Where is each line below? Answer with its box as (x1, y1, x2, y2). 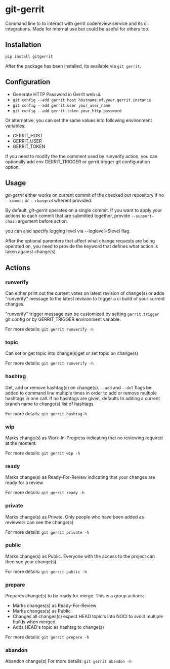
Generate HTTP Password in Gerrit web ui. (12, 91, 102, 97)
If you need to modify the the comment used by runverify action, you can (5, 153, 158, 159)
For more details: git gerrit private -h (5, 529, 90, 535)
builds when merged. (12, 619, 57, 625)
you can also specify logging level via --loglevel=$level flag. (5, 228, 131, 234)
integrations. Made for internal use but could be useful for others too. (5, 25, 150, 32)
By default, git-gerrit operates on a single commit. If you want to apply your (5, 207, 162, 214)
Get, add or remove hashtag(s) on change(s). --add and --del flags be (5, 384, 152, 390)
